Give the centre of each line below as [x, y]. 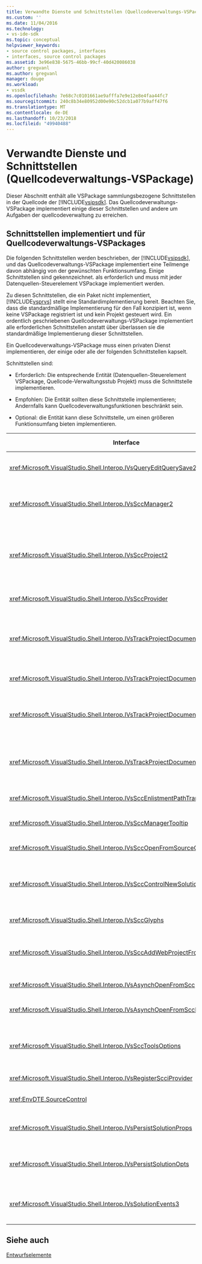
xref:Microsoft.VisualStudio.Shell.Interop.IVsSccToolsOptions [95, 1045]
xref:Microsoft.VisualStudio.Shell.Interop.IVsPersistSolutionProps [101, 1128]
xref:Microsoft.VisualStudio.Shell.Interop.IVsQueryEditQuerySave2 [103, 467]
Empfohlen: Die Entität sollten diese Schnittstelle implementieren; [95, 399]
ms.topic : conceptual [33, 40]
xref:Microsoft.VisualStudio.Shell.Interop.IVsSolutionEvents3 [94, 1204]
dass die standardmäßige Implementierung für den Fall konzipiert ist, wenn [99, 308]
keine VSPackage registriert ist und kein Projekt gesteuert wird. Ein [89, 314]
